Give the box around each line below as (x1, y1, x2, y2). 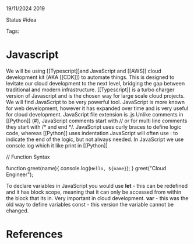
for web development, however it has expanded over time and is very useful (6, 105, 189, 112)
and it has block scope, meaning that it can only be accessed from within (6, 188, 182, 195)
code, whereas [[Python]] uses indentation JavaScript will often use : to (6, 129, 178, 136)
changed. (6, 207, 29, 214)
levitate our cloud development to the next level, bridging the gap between (6, 80, 185, 87)
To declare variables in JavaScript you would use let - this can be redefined (6, 182, 188, 189)
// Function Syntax (6, 153, 51, 160)
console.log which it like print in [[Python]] (6, 142, 108, 149)
